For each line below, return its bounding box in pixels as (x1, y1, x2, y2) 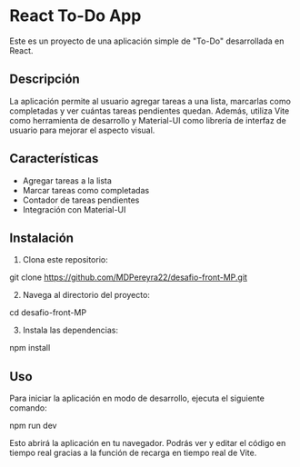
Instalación (9, 230, 75, 245)
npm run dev (9, 420, 57, 432)
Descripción (9, 72, 80, 87)
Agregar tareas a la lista (22, 174, 112, 186)
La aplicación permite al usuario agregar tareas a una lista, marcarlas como (9, 95, 291, 106)
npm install (9, 343, 51, 353)
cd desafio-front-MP (9, 307, 87, 318)
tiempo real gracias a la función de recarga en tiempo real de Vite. (9, 447, 257, 459)
